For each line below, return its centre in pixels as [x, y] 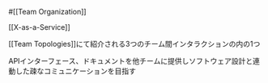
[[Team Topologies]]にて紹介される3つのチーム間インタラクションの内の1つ [134, 44]
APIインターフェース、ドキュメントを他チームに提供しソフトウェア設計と [131, 61]
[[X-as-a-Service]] [39, 27]
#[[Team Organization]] [47, 12]
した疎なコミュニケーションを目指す [75, 71]
